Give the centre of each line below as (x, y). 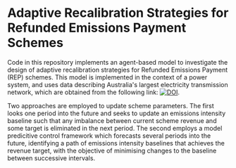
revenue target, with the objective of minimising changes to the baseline (112, 150)
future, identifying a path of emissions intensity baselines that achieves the (116, 143)
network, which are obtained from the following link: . (93, 92)
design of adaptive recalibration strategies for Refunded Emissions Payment (118, 70)
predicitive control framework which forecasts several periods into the (109, 136)
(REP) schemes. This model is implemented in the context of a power (107, 77)
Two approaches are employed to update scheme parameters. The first (111, 105)
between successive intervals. (51, 158)
